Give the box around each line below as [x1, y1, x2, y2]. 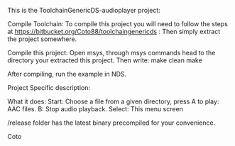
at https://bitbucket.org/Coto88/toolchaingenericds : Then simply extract [7, 28, 221, 35]
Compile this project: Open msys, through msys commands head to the [7, 49, 216, 57]
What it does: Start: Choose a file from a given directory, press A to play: [7, 97, 219, 106]
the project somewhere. [7, 35, 77, 43]
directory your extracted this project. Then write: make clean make [7, 56, 202, 64]
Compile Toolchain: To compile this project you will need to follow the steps [7, 20, 229, 28]
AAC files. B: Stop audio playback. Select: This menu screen [7, 105, 183, 113]
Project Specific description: [7, 84, 91, 91]
